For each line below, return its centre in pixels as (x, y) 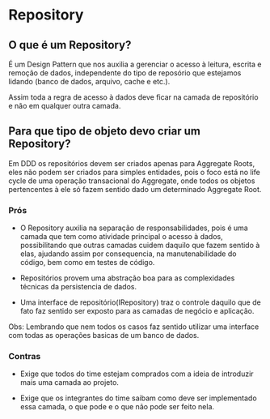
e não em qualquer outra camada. (65, 106)
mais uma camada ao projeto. (70, 383)
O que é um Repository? (70, 45)
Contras (25, 357)
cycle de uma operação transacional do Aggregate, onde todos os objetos (132, 181)
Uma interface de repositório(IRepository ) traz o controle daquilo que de (140, 302)
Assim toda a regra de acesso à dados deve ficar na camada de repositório (133, 97)
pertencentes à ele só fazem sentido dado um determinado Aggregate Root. (135, 189)
